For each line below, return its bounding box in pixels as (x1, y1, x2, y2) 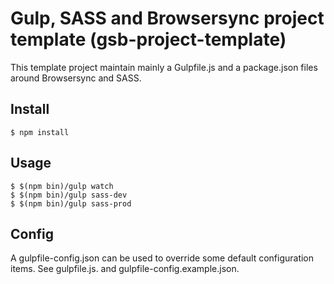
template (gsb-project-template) (10, 28, 287, 51)
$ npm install (10, 127, 70, 137)
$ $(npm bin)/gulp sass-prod (10, 198, 132, 209)
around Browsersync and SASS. (10, 72, 142, 84)
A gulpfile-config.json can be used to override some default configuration (10, 252, 315, 264)
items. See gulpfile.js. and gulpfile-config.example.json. (10, 263, 240, 275)
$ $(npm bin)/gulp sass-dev (10, 190, 128, 200)
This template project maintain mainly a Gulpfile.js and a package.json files (10, 61, 318, 73)
